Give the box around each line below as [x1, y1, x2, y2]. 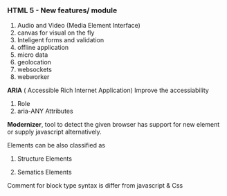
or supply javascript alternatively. [7, 127, 102, 136]
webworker [17, 73, 50, 81]
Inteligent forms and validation [17, 36, 105, 44]
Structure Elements [17, 154, 73, 163]
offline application [17, 44, 69, 52]
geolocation [17, 58, 52, 66]
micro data [17, 51, 48, 59]
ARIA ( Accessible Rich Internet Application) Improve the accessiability [7, 86, 209, 95]
